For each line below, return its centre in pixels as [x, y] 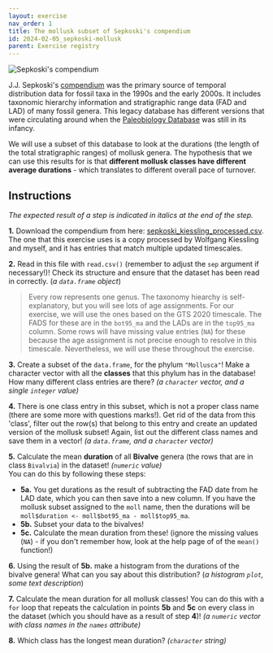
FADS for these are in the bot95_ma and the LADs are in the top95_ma [141, 323]
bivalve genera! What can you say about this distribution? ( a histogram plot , [136, 574]
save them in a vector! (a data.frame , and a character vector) [111, 441]
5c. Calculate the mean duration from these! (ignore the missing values [139, 533]
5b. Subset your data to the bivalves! [82, 524]
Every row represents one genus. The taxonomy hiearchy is [128, 297]
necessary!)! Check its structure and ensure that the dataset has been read [134, 272]
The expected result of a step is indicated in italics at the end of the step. [131, 215]
